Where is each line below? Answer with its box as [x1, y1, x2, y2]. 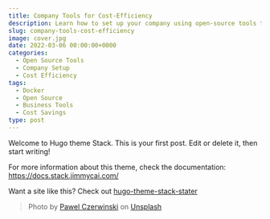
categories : [8, 49, 48, 57]
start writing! [8, 146, 51, 156]
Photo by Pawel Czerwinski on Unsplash [27, 201, 162, 211]
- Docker [15, 86, 45, 95]
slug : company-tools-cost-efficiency [8, 26, 135, 34]
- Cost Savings [15, 109, 67, 117]
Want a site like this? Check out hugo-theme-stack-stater [8, 186, 198, 196]
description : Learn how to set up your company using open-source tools [8, 19, 257, 27]
